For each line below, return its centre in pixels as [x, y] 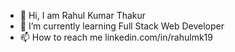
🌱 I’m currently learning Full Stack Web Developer [122, 26]
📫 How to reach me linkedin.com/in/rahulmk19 [116, 37]
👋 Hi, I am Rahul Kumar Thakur [83, 15]
